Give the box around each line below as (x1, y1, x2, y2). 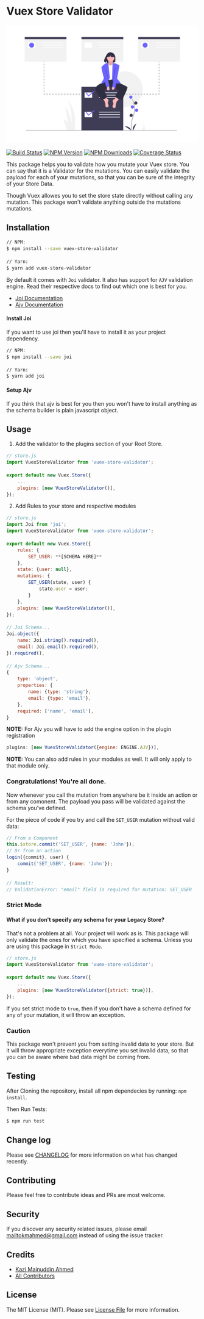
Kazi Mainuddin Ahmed (15, 1265, 74, 1273)
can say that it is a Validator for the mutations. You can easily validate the (6, 167, 190, 174)
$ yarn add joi (6, 373, 45, 379)
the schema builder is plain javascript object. (6, 406, 119, 414)
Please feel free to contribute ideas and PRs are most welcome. (6, 1191, 166, 1199)
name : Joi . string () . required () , (17, 638, 99, 644)
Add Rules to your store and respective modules (15, 502, 136, 510)
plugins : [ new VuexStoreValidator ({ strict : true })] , (17, 987, 154, 993)
